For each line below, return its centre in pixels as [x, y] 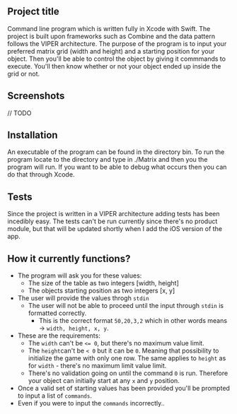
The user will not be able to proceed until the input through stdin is [126, 306]
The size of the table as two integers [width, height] [103, 283]
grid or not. [24, 73]
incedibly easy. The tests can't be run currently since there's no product [112, 221]
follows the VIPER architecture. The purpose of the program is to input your [117, 43]
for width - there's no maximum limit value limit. [97, 366]
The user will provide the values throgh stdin [83, 298]
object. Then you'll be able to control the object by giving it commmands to [117, 59]
